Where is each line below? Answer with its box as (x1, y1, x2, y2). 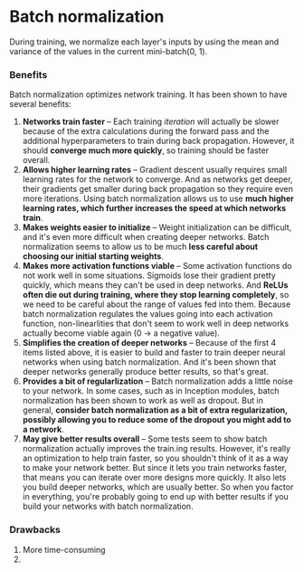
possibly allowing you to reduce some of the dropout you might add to (22, 415, 291, 425)
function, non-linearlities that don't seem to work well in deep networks (22, 319, 290, 329)
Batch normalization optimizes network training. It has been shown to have (9, 89, 288, 100)
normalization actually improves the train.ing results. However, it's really (22, 443, 291, 454)
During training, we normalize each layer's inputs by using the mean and (9, 36, 280, 47)
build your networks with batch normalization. (22, 500, 194, 512)
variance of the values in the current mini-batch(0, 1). (9, 45, 208, 56)
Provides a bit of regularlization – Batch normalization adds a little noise (22, 376, 294, 386)
